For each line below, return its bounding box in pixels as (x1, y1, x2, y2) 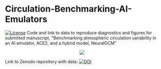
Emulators (5, 14, 48, 25)
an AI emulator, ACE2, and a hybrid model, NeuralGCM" (5, 40, 117, 46)
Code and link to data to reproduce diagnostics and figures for (26, 30, 152, 35)
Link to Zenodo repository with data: (5, 58, 78, 64)
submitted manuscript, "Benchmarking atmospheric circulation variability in (5, 35, 157, 41)
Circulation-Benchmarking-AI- (5, 3, 132, 15)
